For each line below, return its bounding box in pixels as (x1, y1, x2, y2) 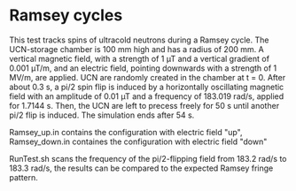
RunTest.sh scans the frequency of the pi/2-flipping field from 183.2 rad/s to (9, 153, 287, 164)
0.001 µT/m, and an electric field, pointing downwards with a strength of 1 (9, 63, 277, 73)
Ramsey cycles (9, 5, 123, 26)
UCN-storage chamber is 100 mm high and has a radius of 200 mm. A (9, 43, 264, 54)
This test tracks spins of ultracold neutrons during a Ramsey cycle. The (9, 34, 269, 45)
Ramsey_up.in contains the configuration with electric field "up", (9, 126, 243, 137)
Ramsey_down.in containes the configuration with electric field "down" (9, 136, 268, 147)
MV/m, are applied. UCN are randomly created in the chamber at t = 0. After (9, 72, 286, 82)
